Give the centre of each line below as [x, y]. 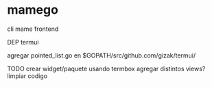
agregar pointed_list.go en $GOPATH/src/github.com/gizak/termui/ [102, 55]
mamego [33, 10]
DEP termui [23, 42]
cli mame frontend [33, 29]
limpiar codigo [27, 76]
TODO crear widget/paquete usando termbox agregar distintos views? [106, 69]
